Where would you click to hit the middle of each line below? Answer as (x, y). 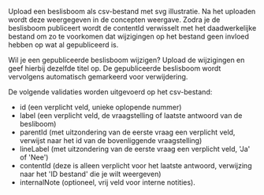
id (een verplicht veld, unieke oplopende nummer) (100, 107)
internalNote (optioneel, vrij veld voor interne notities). (107, 182)
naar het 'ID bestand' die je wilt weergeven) (90, 174)
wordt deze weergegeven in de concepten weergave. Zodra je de (114, 20)
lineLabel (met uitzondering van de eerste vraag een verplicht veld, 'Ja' (135, 149)
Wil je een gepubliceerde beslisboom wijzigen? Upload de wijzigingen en (126, 60)
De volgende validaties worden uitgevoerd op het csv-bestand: (110, 92)
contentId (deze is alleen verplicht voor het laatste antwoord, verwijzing (136, 166)
